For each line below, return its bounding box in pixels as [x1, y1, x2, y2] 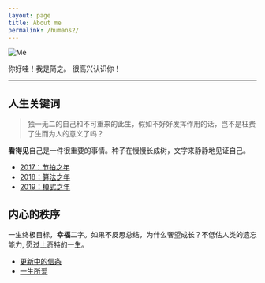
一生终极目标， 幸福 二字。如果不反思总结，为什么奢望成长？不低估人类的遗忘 [8, 230, 257, 239]
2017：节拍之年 [19, 162, 70, 172]
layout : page [8, 11, 51, 20]
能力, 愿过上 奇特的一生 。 [8, 240, 88, 249]
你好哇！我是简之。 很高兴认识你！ [8, 64, 121, 73]
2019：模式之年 [19, 182, 71, 192]
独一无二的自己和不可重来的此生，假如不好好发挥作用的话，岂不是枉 [27, 119, 249, 128]
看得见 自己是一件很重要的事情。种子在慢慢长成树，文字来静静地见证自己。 [8, 146, 250, 155]
